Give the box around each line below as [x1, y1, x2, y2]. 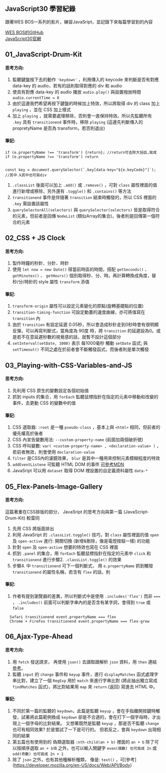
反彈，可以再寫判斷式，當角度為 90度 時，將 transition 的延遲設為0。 [12, 328, 157, 334]
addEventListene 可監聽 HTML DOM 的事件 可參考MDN [12, 461, 124, 467]
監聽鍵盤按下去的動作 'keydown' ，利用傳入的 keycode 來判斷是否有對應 [12, 76, 159, 83]
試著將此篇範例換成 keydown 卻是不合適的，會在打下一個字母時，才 [21, 714, 157, 720]
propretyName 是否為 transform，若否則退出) [12, 126, 106, 131]
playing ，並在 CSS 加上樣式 [12, 107, 71, 113]
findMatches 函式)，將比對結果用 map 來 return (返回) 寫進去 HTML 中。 [12, 684, 158, 690]
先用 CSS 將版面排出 [12, 525, 55, 531]
